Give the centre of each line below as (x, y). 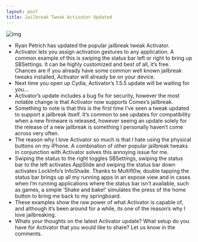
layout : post (22, 12)
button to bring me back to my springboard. (68, 196)
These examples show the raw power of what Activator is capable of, (99, 202)
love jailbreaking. (35, 215)
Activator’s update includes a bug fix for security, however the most (97, 96)
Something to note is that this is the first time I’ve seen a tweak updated (102, 108)
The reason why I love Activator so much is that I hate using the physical (103, 139)
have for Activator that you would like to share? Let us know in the (95, 227)
